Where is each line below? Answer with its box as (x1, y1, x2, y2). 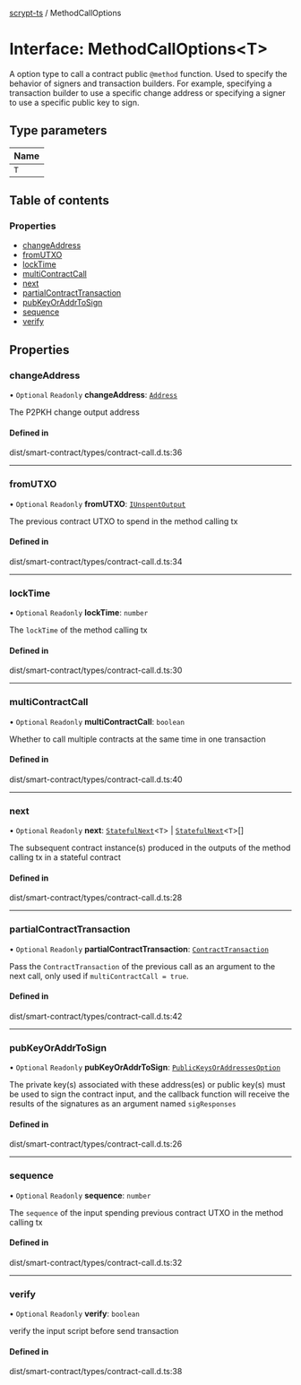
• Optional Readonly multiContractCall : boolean (9, 716, 185, 727)
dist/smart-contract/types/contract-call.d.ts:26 (9, 1139, 183, 1149)
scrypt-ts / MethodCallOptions (9, 8, 122, 18)
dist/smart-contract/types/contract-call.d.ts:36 (9, 447, 183, 458)
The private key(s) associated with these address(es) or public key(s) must (9, 1080, 286, 1090)
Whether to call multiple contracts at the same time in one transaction (9, 734, 266, 744)
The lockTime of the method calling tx (9, 624, 148, 635)
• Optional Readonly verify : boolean (9, 1308, 141, 1320)
